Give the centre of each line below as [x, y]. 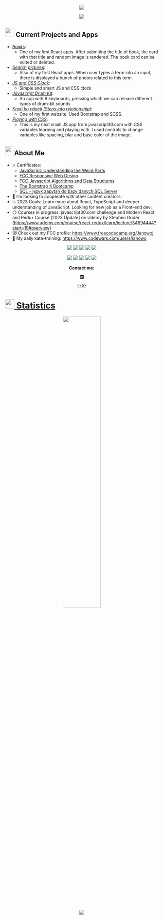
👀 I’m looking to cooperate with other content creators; [67, 196]
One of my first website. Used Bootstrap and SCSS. [71, 114]
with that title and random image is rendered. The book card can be [87, 57]
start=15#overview [31, 228]
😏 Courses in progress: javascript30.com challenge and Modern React [83, 212]
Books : [19, 46]
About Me [29, 153]
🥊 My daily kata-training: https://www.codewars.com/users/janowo [79, 238]
